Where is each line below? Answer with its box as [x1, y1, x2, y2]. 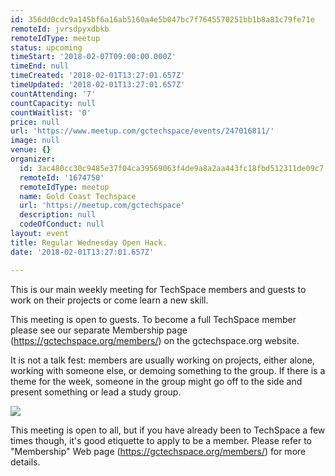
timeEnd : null [10, 61, 70, 71]
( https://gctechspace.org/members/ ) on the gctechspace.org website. [10, 334, 300, 346]
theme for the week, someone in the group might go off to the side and [10, 375, 303, 387]
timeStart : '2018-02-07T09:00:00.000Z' [10, 52, 177, 62]
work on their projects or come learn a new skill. [10, 294, 209, 306]
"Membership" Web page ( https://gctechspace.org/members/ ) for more [10, 445, 307, 457]
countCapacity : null [10, 98, 97, 108]
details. [10, 456, 41, 468]
